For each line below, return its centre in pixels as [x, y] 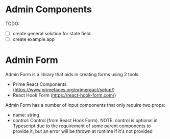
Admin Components [48, 9]
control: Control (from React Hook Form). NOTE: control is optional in [85, 120]
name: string [26, 115]
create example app [34, 39]
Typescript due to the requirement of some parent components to [82, 126]
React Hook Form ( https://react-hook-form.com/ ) [64, 95]
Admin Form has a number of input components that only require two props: [85, 105]
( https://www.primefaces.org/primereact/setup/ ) [64, 90]
